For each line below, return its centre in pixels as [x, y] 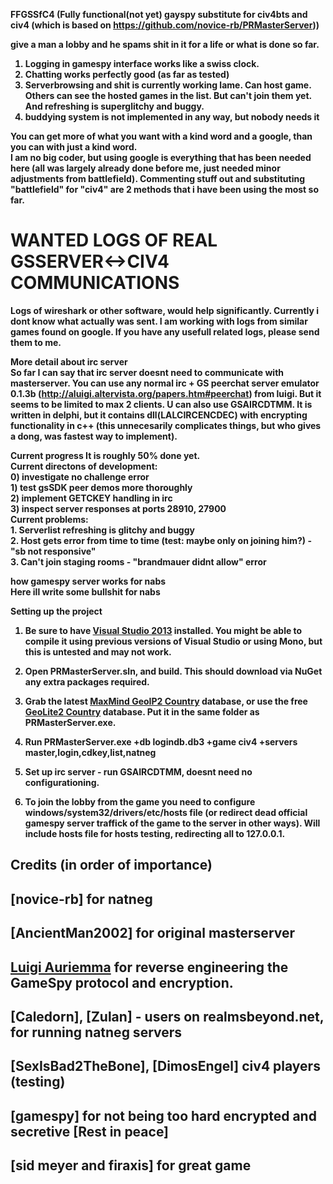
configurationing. [62, 782]
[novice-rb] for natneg [81, 899]
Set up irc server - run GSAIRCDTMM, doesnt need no [138, 771]
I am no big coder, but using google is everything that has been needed [161, 157]
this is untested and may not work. [98, 651]
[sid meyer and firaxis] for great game [131, 1165]
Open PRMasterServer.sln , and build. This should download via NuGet [173, 671]
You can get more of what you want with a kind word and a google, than [161, 136]
